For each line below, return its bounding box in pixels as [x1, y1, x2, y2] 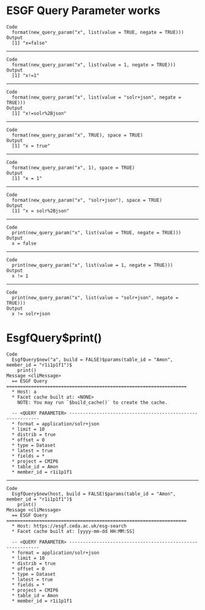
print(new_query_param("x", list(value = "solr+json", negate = [12, 294, 179, 300]
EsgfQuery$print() [6, 331, 102, 345]
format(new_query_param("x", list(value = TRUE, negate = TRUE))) [12, 29, 184, 35]
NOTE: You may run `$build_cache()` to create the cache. [17, 399, 168, 406]
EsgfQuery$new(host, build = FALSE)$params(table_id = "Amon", [12, 491, 176, 497]
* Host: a [12, 389, 37, 395]
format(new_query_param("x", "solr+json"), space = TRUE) [12, 197, 163, 203]
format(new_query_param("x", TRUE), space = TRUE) [12, 132, 143, 138]
